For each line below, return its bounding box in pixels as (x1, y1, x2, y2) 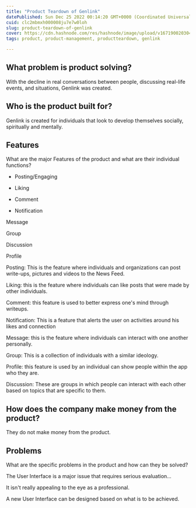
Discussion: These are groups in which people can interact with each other (6, 381, 187, 388)
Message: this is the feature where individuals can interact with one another (6, 335, 188, 342)
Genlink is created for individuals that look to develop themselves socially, (6, 117, 184, 124)
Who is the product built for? (6, 101, 113, 111)
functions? (6, 162, 32, 169)
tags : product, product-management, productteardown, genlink (6, 36, 160, 42)
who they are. (6, 370, 39, 377)
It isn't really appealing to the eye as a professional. (6, 484, 130, 491)
